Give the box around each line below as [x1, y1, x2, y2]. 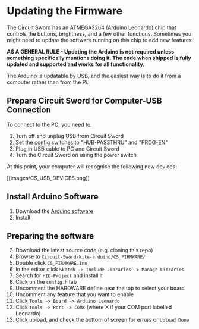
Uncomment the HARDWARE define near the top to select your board [15, 284, 185, 292]
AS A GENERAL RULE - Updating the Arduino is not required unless [7, 48, 175, 55]
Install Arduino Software [7, 192, 99, 202]
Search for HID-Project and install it [15, 272, 103, 279]
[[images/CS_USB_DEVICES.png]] [7, 174, 90, 181]
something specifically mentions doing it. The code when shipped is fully [7, 54, 192, 61]
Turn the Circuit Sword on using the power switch [15, 151, 137, 158]
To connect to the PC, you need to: [7, 121, 92, 128]
